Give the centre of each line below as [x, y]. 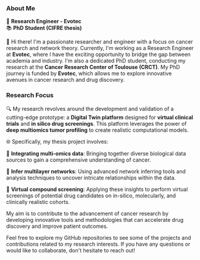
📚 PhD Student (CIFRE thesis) [44, 28]
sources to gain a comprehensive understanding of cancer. [79, 160]
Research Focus [30, 95]
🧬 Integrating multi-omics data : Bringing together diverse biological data [96, 153]
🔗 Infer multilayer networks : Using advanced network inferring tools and [96, 171]
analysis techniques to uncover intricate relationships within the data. [91, 178]
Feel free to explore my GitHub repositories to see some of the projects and [99, 237]
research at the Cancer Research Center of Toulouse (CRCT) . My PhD [93, 67]
